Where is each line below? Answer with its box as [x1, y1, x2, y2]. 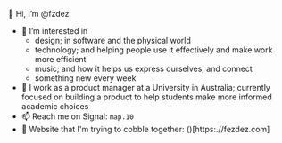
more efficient [34, 54, 87, 64]
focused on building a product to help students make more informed [21, 91, 273, 102]
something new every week [34, 73, 137, 83]
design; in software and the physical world [34, 36, 191, 45]
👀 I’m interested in [21, 26, 88, 36]
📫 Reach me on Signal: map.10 [21, 111, 135, 122]
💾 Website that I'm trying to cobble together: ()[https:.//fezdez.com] [21, 124, 270, 134]
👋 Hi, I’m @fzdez [8, 9, 70, 19]
